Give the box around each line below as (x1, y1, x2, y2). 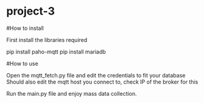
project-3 (6, 4, 55, 18)
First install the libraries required (6, 36, 88, 43)
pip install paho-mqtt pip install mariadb (6, 48, 107, 55)
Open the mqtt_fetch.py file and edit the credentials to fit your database (6, 71, 186, 79)
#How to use (6, 60, 38, 67)
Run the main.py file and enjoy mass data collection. (6, 90, 137, 97)
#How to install (6, 24, 44, 32)
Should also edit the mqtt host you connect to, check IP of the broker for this (6, 78, 199, 85)
